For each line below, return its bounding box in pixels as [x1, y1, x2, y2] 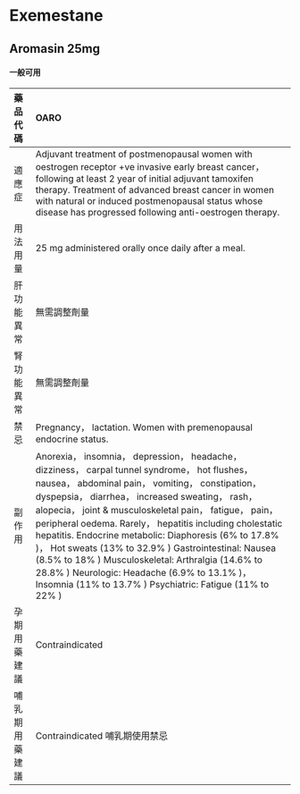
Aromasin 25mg [9, 41, 101, 56]
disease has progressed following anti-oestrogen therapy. [35, 206, 280, 218]
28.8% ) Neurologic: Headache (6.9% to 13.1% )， [35, 566, 252, 579]
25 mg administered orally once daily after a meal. [35, 241, 246, 254]
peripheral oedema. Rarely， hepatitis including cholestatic [35, 517, 283, 529]
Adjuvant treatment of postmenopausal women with [35, 148, 253, 160]
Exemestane [9, 5, 104, 26]
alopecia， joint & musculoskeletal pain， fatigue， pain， [35, 503, 279, 516]
